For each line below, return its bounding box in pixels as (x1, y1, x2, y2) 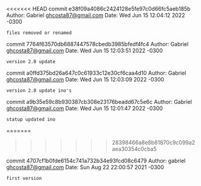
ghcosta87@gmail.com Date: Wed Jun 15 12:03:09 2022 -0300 (6, 76, 165, 83)
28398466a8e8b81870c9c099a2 (112, 139, 196, 146)
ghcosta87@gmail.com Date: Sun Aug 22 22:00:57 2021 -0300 (6, 164, 164, 171)
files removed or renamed (6, 30, 72, 36)
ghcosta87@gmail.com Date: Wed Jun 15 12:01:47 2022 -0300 (6, 105, 163, 112)
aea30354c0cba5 (112, 145, 157, 153)
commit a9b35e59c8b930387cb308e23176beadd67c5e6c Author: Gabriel (6, 98, 192, 105)
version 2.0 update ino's (6, 88, 72, 94)
